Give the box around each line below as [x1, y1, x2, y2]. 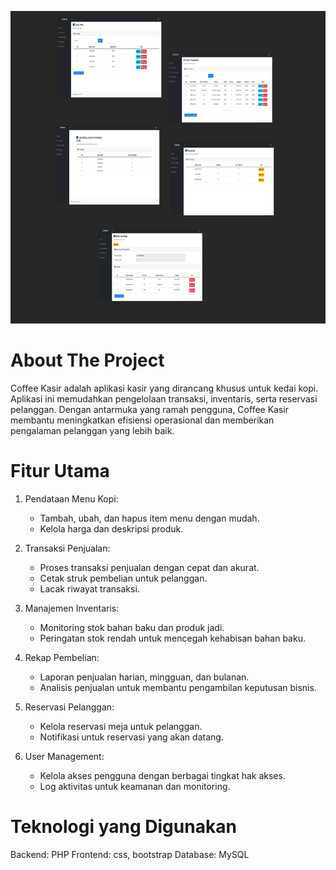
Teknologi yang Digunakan [10, 816, 237, 838]
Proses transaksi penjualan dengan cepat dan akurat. [39, 561, 260, 573]
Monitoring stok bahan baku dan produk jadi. [39, 621, 225, 633]
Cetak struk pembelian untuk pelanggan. [39, 572, 208, 584]
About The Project [10, 349, 165, 372]
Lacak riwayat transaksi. [39, 582, 140, 595]
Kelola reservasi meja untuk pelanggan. [39, 720, 203, 732]
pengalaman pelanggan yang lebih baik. [10, 424, 175, 436]
